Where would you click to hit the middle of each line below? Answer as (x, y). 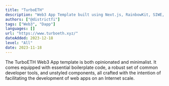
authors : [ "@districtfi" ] (32, 19)
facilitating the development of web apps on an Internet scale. (70, 78)
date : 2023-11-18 (24, 48)
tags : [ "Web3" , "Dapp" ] (30, 24)
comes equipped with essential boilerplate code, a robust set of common (82, 67)
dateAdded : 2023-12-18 (29, 38)
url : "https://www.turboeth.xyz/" (42, 33)
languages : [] (20, 29)
